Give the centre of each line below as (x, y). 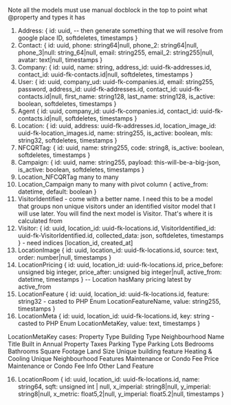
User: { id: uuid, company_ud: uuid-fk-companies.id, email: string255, (116, 82)
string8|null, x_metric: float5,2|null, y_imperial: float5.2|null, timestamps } (121, 394)
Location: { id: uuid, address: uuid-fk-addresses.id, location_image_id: (117, 126)
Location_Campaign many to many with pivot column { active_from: (113, 184)
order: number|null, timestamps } (65, 257)
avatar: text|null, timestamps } (60, 60)
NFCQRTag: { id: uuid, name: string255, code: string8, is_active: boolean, (121, 148)
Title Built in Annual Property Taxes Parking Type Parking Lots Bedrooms (111, 344)
